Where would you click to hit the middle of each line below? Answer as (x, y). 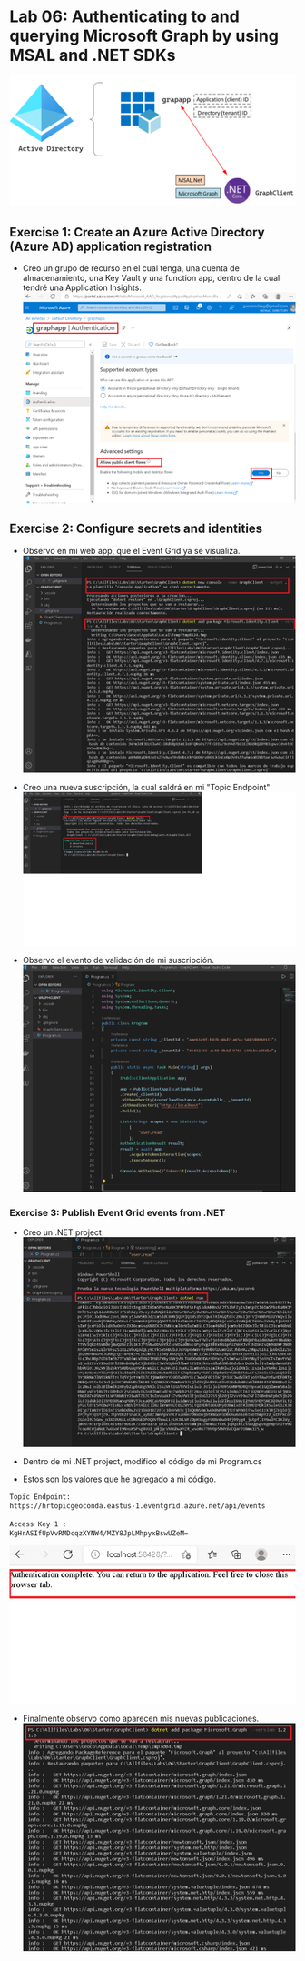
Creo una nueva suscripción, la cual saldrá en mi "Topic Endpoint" (146, 787)
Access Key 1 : (38, 1524)
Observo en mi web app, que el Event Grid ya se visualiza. (131, 550)
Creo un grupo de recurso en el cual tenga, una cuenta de (131, 268)
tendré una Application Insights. (82, 287)
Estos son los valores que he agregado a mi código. (119, 1479)
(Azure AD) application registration (110, 246)
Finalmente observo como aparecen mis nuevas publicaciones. (141, 1718)
